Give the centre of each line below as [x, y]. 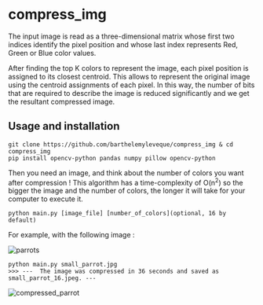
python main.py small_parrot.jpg [63, 265]
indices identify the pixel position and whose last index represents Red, [123, 44]
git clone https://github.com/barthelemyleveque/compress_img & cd [121, 144]
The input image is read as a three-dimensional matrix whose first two [121, 36]
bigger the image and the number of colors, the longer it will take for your [127, 191]
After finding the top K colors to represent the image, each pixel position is [128, 68]
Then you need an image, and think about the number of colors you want [126, 173]
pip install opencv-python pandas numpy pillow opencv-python [112, 158]
